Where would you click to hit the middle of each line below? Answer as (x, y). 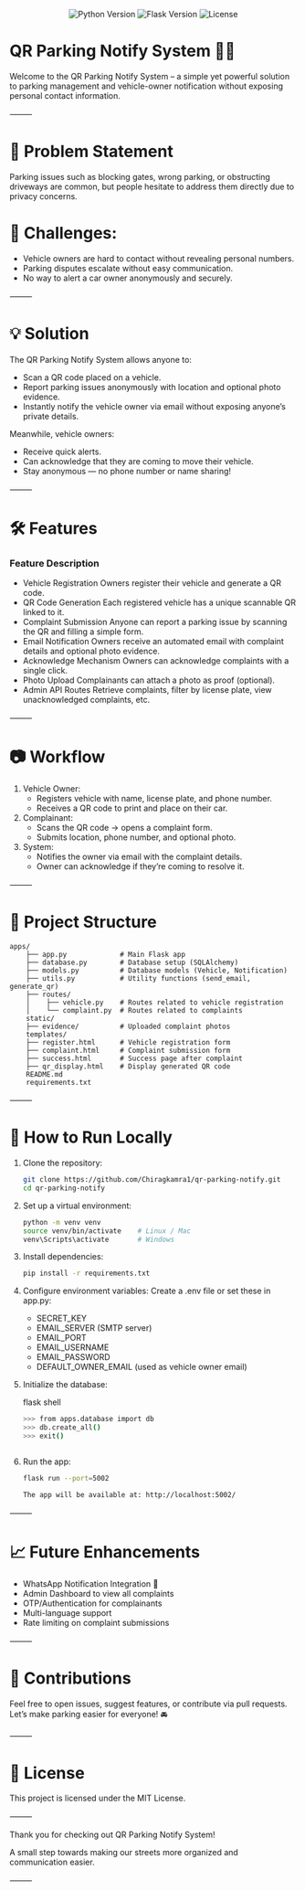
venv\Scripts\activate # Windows (99, 1239)
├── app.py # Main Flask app (105, 955)
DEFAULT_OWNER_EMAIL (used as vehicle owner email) (142, 1367)
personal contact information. (65, 95)
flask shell (42, 1402)
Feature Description (55, 563)
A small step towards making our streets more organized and (124, 1853)
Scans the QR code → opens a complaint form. (124, 828)
